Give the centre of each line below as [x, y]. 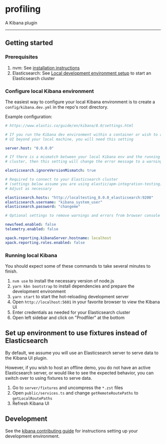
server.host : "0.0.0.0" [30, 148]
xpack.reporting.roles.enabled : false [45, 242]
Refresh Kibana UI [31, 403]
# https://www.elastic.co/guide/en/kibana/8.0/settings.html [69, 125]
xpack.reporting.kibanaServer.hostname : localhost [58, 238]
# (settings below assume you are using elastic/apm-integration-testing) [84, 184]
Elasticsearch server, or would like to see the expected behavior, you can [80, 373]
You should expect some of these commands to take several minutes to [78, 266]
